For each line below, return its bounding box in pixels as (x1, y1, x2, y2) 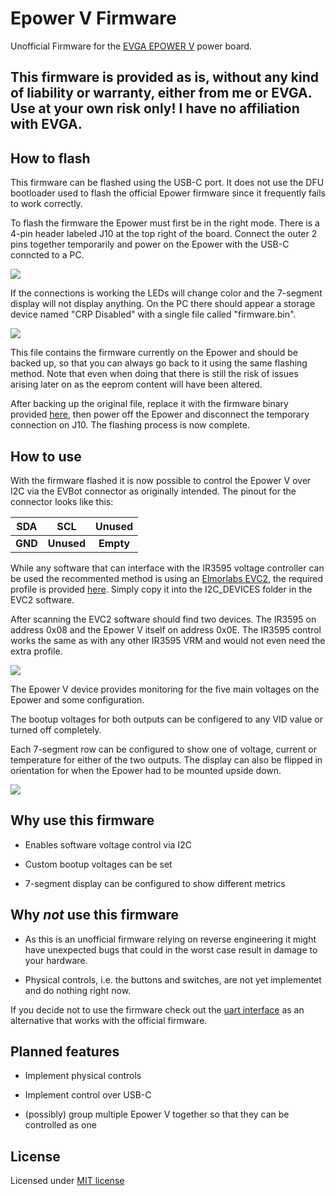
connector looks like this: (10, 495, 114, 507)
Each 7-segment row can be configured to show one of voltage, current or (10, 743, 317, 755)
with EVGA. (10, 116, 83, 133)
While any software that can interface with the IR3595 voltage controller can (10, 562, 325, 574)
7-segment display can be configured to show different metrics (24, 877, 286, 889)
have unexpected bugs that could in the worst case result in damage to (24, 943, 318, 956)
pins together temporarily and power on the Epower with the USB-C (10, 238, 290, 251)
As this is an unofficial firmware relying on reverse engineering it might (24, 933, 317, 945)
